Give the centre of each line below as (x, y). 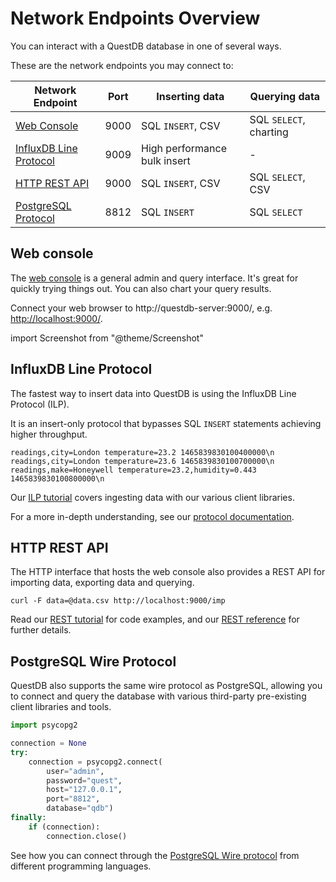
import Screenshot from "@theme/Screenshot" (107, 338)
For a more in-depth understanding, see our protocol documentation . (152, 516)
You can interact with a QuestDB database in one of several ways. (146, 46)
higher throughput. (49, 434)
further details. (41, 630)
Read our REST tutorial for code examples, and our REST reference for (155, 619)
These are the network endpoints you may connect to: (122, 65)
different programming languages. (81, 866)
